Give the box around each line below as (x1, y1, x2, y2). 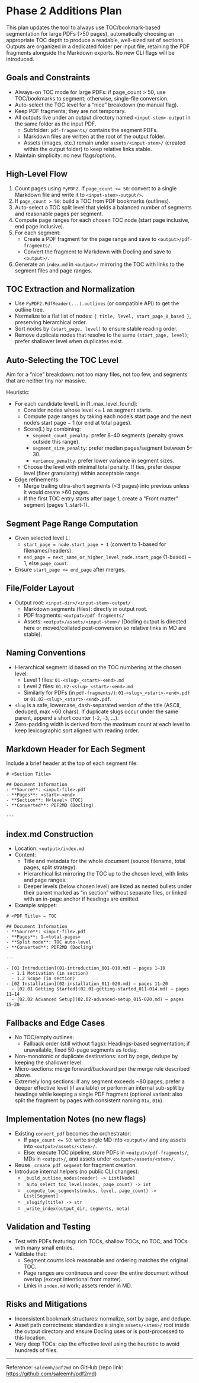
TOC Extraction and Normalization (6, 284, 135, 294)
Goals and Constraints (6, 73, 91, 83)
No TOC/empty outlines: (14, 1034, 74, 1041)
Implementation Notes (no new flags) (6, 1114, 146, 1124)
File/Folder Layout (6, 583, 75, 593)
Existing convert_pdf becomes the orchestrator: (14, 1130, 131, 1137)
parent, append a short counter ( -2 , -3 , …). (14, 714, 119, 721)
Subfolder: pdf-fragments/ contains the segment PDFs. (23, 126, 158, 133)
